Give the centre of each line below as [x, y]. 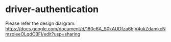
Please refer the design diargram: [40, 23]
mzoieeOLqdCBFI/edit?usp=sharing [43, 34]
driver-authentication [52, 9]
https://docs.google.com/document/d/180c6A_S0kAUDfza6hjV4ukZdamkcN [86, 28]
